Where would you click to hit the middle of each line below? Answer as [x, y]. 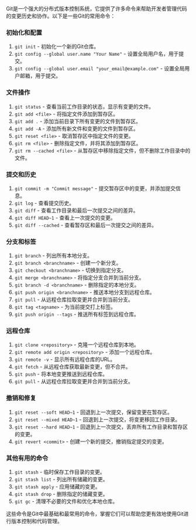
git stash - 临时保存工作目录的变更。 [60, 472]
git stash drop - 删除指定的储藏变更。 [61, 494]
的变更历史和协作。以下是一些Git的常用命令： [61, 16]
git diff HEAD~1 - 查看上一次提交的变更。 [65, 217]
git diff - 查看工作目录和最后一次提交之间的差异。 [76, 210]
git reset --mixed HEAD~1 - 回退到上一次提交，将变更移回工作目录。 [97, 419]
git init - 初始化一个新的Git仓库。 [57, 46]
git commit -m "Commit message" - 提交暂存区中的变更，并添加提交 [95, 188]
